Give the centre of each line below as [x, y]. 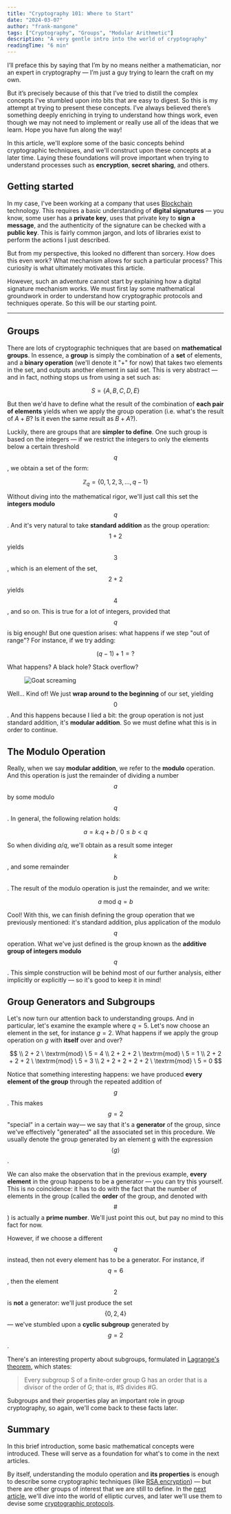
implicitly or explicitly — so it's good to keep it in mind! [84, 980]
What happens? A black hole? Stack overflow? [73, 667]
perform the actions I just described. [59, 240]
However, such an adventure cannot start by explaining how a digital [104, 281]
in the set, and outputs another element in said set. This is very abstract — [112, 370]
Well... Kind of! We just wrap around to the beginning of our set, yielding [110, 694]
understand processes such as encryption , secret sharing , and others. [108, 165]
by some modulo [31, 797]
